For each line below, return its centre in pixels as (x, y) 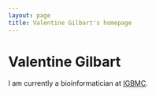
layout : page (30, 15)
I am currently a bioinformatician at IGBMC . (78, 83)
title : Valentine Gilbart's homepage (70, 23)
